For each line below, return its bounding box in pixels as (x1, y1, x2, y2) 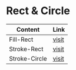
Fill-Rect (9, 35, 34, 44)
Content (16, 25, 40, 34)
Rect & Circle (6, 4, 71, 18)
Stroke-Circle (9, 54, 47, 62)
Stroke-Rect (9, 45, 44, 53)
